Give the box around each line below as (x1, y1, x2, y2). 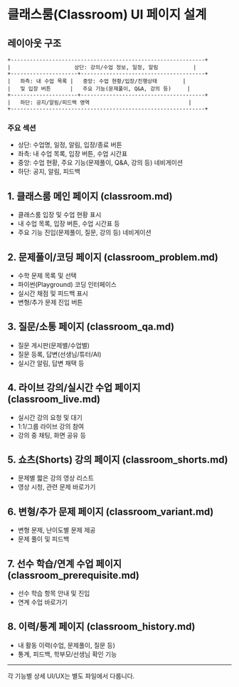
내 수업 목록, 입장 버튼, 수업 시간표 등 (17, 219, 120, 228)
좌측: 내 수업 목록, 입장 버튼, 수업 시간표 (17, 150, 128, 158)
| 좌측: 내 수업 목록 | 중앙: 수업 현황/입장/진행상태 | (7, 78, 186, 85)
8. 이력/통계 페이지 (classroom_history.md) (7, 621, 196, 633)
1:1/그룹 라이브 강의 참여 (17, 421, 84, 431)
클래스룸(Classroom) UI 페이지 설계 (7, 6, 207, 23)
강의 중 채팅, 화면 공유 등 (17, 431, 87, 439)
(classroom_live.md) (7, 393, 101, 406)
